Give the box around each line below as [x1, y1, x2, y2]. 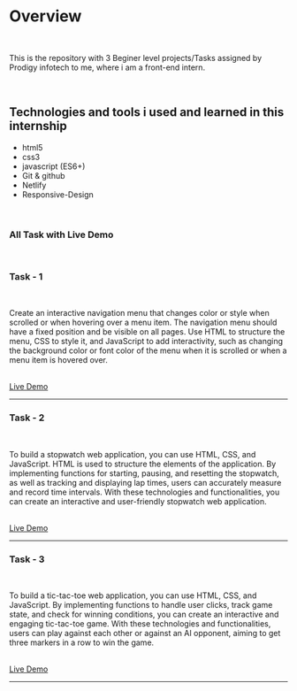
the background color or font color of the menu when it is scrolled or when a [9, 345, 287, 356]
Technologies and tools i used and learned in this [9, 104, 285, 120]
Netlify [21, 180, 47, 190]
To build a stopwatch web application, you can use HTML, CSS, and [9, 449, 256, 459]
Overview [9, 6, 82, 27]
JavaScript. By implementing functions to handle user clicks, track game [9, 599, 273, 610]
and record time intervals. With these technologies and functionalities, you [9, 487, 280, 497]
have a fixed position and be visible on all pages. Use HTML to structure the [9, 326, 286, 337]
